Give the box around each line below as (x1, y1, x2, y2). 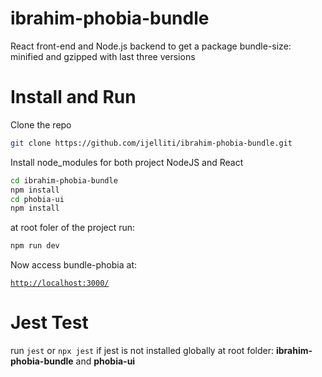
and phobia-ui (75, 355, 136, 367)
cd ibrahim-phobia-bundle (10, 175, 118, 186)
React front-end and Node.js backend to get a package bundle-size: (10, 40, 292, 52)
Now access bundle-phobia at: (10, 259, 137, 271)
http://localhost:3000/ (10, 278, 110, 289)
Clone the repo (10, 118, 72, 131)
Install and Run (10, 86, 137, 109)
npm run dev (10, 241, 60, 251)
